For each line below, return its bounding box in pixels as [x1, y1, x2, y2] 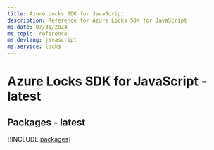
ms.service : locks [7, 43, 61, 50]
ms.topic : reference [7, 30, 68, 37]
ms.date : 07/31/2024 [7, 23, 68, 30]
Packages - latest [7, 116, 86, 128]
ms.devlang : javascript [7, 37, 77, 44]
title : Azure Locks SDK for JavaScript [7, 10, 125, 18]
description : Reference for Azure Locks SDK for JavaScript [7, 17, 188, 24]
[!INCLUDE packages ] [7, 135, 71, 143]
